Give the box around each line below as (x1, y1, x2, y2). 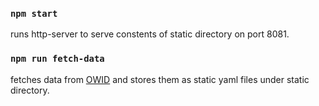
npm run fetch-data (10, 53, 105, 65)
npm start (10, 8, 58, 19)
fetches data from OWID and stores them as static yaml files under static (10, 73, 310, 85)
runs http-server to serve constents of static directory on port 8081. (10, 28, 290, 40)
